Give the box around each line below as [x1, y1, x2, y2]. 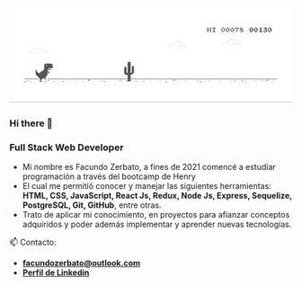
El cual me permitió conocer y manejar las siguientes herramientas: [22, 181, 271, 192]
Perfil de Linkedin [22, 267, 90, 278]
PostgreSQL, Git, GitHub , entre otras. [22, 200, 162, 210]
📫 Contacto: [9, 237, 57, 248]
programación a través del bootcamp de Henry [22, 171, 196, 182]
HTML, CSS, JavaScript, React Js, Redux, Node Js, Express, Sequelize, [22, 191, 292, 201]
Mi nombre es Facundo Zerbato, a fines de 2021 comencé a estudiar [22, 162, 276, 173]
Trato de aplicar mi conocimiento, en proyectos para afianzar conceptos [22, 210, 290, 220]
